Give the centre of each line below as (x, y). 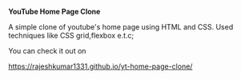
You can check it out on (47, 51)
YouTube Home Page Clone (54, 12)
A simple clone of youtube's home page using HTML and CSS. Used (121, 27)
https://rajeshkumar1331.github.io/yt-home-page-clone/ (100, 66)
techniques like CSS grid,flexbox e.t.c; (71, 36)
